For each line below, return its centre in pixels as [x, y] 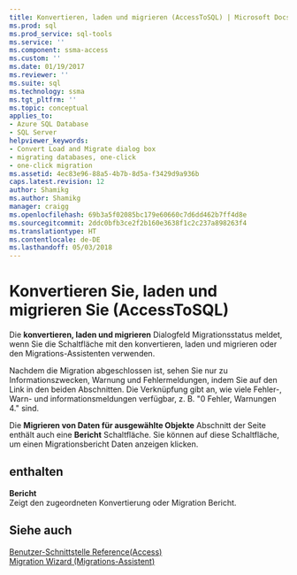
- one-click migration [51, 165]
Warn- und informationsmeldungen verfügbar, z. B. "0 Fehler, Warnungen [143, 399]
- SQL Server [33, 133]
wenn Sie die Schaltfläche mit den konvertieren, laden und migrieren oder [143, 344]
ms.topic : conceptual [49, 108]
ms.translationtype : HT [53, 231]
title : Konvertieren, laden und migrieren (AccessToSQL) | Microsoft [140, 17]
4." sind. [24, 409]
